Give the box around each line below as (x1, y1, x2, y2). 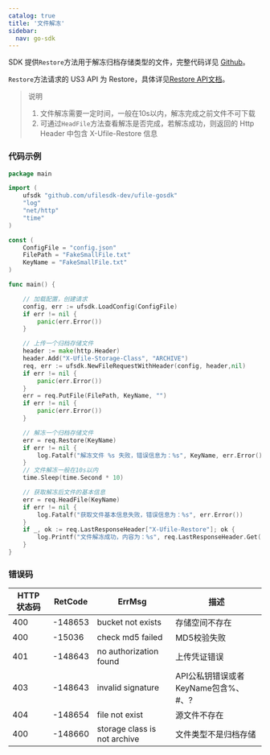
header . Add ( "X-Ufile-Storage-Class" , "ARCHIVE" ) (22, 355, 189, 363)
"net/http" (22, 207, 59, 215)
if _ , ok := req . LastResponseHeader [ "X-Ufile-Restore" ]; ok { (22, 526, 235, 534)
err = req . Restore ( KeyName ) (22, 436, 117, 444)
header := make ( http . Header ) (22, 347, 121, 355)
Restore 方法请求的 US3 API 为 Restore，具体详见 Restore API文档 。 (8, 74, 230, 85)
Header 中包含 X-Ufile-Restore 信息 (39, 129, 158, 138)
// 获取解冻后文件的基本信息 (22, 489, 106, 497)
